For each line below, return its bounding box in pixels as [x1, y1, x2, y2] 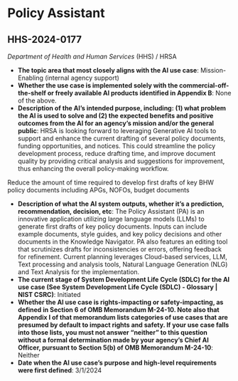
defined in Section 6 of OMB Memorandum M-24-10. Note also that [17, 306, 220, 314]
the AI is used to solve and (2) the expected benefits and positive [17, 112, 214, 120]
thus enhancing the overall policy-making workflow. [17, 165, 169, 172]
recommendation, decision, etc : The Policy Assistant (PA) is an [17, 207, 205, 215]
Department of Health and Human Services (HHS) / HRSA [7, 52, 177, 61]
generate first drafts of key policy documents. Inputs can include [17, 222, 207, 231]
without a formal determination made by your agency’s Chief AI [17, 336, 210, 344]
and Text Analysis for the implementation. [17, 268, 140, 276]
